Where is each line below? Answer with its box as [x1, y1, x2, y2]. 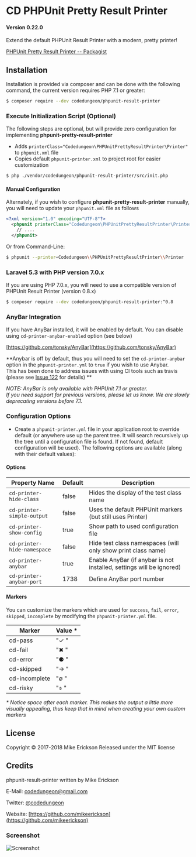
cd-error [9, 656, 34, 663]
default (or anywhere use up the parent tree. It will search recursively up [14, 431, 188, 438]
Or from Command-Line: [6, 243, 65, 250]
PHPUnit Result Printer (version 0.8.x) [6, 288, 96, 295]
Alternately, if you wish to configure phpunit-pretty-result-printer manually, [6, 198, 190, 205]
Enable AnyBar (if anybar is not [89, 556, 174, 564]
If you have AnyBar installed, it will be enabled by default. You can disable [6, 326, 184, 333]
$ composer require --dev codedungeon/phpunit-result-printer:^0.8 [6, 299, 174, 305]
